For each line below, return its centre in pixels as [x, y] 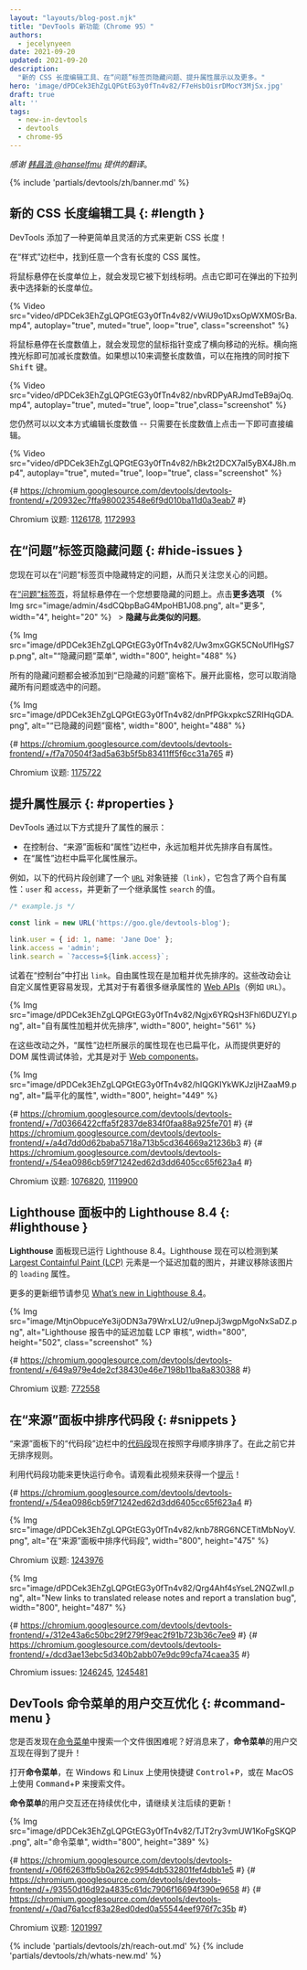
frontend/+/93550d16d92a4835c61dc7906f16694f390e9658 [125, 1890]
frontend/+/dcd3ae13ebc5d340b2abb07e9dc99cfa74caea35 [125, 1654]
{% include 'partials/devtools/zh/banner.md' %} [100, 182]
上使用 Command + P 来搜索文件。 [70, 1783]
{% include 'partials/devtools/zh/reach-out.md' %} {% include [127, 1946]
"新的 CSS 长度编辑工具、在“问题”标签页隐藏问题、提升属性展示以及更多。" [142, 78]
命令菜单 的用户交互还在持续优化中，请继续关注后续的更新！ [122, 1804]
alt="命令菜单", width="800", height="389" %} [122, 1842]
